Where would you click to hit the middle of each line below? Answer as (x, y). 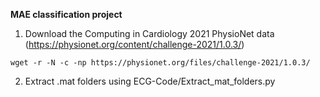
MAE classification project (66, 14)
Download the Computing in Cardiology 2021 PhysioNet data (149, 33)
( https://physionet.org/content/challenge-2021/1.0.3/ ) (134, 44)
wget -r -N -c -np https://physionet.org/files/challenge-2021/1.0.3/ (160, 63)
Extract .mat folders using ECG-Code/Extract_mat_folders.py (150, 81)
